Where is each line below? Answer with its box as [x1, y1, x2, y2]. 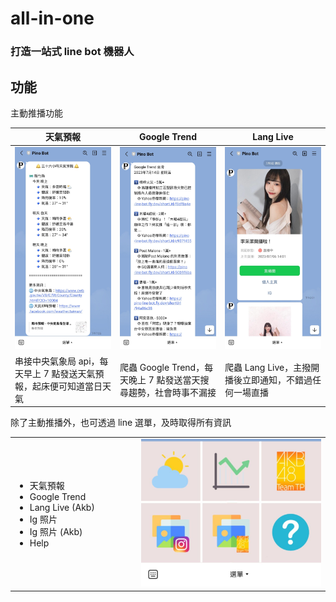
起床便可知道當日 [31, 380, 103, 392]
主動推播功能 [10, 107, 63, 119]
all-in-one [10, 7, 95, 30]
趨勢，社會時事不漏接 [128, 386, 217, 398]
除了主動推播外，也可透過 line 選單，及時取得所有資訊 [10, 417, 232, 429]
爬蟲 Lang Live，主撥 [224, 361, 312, 373]
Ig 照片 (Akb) [29, 526, 83, 538]
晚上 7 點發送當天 [128, 373, 201, 386]
